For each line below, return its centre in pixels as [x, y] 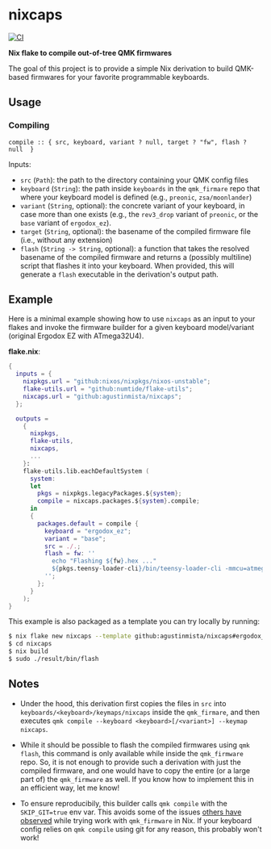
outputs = [32, 418]
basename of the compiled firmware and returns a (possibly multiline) [136, 257]
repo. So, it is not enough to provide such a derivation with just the [131, 762]
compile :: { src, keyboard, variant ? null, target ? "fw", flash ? [128, 142]
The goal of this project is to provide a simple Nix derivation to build [121, 68]
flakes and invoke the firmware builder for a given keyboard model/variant [131, 328]
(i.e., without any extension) [66, 240]
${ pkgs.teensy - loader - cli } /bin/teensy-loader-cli [136, 569]
